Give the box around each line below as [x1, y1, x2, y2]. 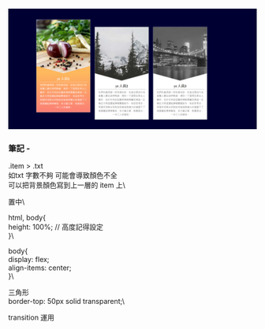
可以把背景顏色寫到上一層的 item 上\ [8, 180, 126, 190]
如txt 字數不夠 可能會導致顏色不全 [8, 171, 118, 180]
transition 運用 [8, 312, 55, 323]
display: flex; [8, 255, 50, 264]
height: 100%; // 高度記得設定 [8, 222, 104, 232]
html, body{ [8, 213, 46, 223]
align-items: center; [8, 263, 73, 272]
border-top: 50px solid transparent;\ [8, 297, 125, 306]
